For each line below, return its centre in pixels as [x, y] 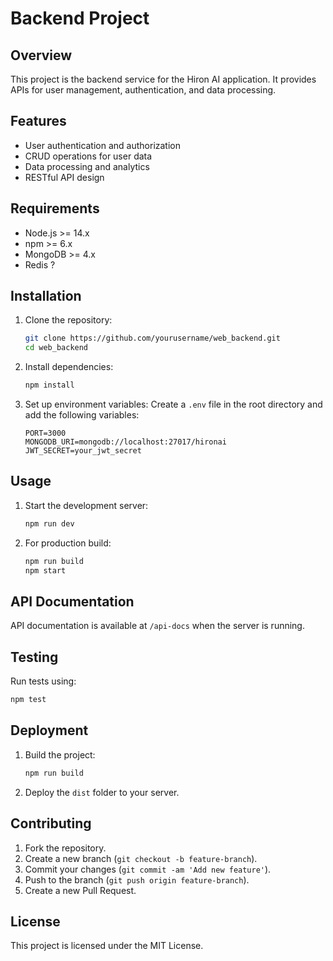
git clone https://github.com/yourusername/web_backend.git [152, 338]
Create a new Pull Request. [80, 890]
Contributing [51, 823]
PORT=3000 [45, 433]
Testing [34, 657]
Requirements [55, 208]
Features [38, 121]
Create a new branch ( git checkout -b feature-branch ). [141, 858]
